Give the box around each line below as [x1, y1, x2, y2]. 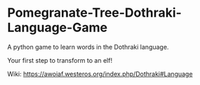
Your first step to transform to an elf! [7, 56, 113, 64]
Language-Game [7, 20, 107, 36]
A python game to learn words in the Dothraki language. [7, 42, 169, 51]
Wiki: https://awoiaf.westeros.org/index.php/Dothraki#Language [7, 70, 193, 78]
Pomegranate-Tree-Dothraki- [7, 5, 182, 21]
